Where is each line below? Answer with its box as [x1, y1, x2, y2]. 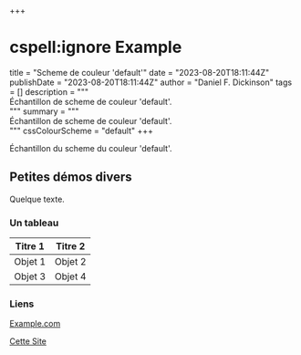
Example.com [9, 318, 61, 329]
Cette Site [9, 336, 47, 347]
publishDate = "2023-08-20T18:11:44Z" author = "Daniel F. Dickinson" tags [9, 77, 293, 88]
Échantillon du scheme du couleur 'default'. [9, 142, 172, 153]
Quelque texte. [9, 193, 66, 204]
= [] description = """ [9, 86, 89, 97]
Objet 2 [54, 256, 87, 268]
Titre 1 [15, 240, 46, 253]
